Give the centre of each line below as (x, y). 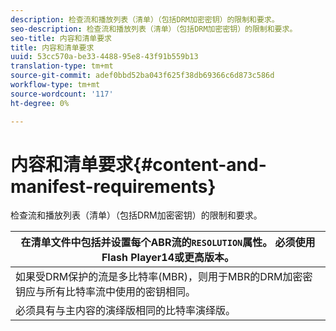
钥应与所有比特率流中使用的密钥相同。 (106, 292)
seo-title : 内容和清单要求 (61, 38)
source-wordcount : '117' (62, 94)
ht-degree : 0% (40, 103)
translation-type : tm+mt (62, 66)
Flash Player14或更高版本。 (168, 258)
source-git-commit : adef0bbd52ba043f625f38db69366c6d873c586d (142, 76)
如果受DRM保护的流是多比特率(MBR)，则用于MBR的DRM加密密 (164, 277)
